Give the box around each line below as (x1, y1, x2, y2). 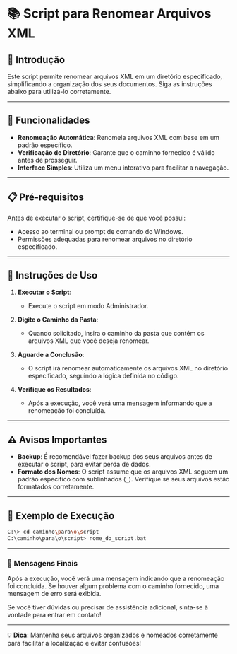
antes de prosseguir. (17, 156, 78, 164)
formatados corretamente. (17, 482, 95, 491)
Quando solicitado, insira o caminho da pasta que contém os (28, 329, 205, 338)
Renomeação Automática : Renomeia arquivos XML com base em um (17, 133, 220, 141)
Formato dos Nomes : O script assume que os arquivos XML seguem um (17, 467, 229, 476)
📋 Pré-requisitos (7, 192, 85, 204)
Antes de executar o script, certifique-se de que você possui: (7, 214, 186, 222)
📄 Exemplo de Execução (7, 510, 115, 522)
